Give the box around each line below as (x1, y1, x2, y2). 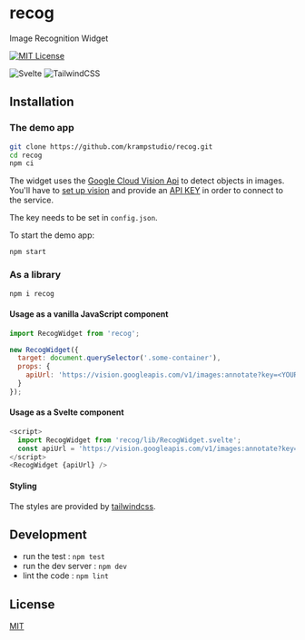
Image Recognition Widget (9, 33, 109, 44)
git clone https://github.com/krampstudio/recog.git (9, 142, 213, 152)
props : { (17, 362, 51, 371)
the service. (9, 194, 54, 206)
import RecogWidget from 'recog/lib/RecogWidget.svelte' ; (17, 435, 242, 445)
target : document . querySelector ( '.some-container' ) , (17, 353, 221, 363)
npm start (9, 248, 47, 257)
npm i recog (9, 289, 54, 298)
